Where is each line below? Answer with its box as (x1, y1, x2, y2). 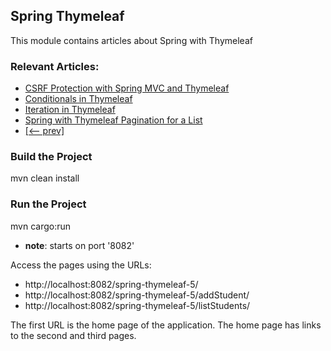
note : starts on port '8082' (24, 239, 135, 251)
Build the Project (10, 150, 93, 164)
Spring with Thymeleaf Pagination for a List (24, 114, 203, 126)
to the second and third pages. (10, 329, 137, 341)
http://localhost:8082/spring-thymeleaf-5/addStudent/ (24, 289, 250, 301)
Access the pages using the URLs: (10, 259, 152, 271)
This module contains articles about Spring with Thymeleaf (10, 34, 253, 46)
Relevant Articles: (10, 59, 100, 73)
